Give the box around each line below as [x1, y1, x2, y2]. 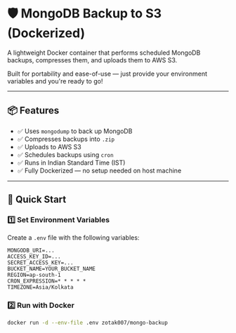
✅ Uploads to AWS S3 [17, 142, 82, 151]
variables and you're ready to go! [7, 76, 103, 85]
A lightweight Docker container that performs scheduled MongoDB [7, 48, 201, 57]
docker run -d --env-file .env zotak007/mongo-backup [7, 319, 169, 326]
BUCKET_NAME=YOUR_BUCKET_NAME [7, 266, 96, 273]
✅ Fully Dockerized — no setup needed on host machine [17, 166, 182, 175]
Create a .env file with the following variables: [7, 233, 140, 242]
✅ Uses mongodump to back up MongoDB [17, 127, 133, 135]
